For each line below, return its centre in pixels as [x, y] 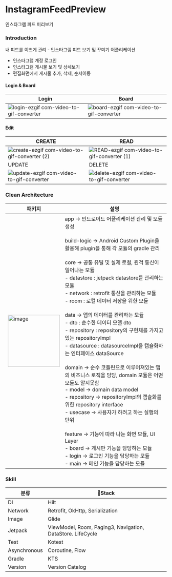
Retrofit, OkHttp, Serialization [83, 511]
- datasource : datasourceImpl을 [104, 345]
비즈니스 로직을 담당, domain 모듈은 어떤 [117, 375]
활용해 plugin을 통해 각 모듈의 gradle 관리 [112, 248]
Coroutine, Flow [67, 550]
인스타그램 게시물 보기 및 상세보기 [46, 67]
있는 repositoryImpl [88, 338]
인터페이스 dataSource [97, 353]
